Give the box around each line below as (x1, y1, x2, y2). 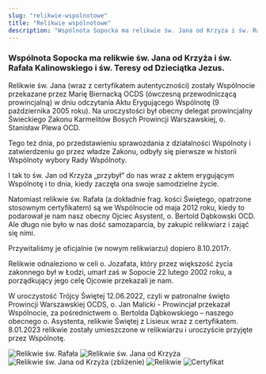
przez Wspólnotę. (8, 333, 66, 342)
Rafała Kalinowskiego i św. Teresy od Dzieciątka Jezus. (8, 63, 226, 74)
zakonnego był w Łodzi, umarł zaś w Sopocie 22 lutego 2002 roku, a (8, 267, 232, 276)
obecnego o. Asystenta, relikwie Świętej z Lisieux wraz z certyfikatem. (8, 316, 239, 326)
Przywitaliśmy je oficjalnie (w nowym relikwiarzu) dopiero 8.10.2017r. (8, 243, 231, 253)
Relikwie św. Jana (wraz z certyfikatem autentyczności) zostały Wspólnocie (8, 80, 256, 90)
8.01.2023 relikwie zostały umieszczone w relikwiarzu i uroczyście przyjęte (8, 325, 253, 334)
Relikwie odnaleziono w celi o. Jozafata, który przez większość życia (8, 259, 234, 268)
